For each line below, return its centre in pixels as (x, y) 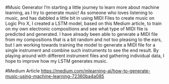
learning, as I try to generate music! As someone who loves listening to (79, 13)
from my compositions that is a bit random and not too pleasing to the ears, (84, 39)
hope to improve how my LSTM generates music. (56, 61)
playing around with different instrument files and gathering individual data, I (85, 56)
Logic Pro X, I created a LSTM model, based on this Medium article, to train (83, 23)
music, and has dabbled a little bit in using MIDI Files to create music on (80, 18)
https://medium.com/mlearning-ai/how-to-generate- (96, 71)
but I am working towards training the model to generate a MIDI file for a (80, 45)
